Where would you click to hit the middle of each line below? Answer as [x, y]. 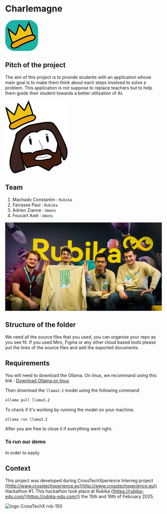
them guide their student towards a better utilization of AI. [64, 93]
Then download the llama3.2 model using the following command [72, 390]
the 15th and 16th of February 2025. [118, 496]
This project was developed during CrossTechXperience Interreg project [79, 481]
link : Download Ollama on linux [37, 381]
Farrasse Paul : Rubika [35, 205]
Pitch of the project [36, 65]
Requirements [27, 363]
